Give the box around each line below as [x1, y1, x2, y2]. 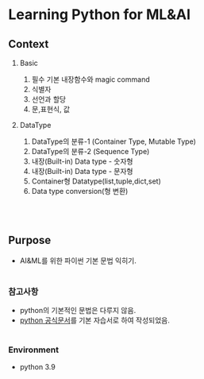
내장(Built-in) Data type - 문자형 [31, 167, 133, 176]
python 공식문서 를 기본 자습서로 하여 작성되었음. [19, 315, 171, 325]
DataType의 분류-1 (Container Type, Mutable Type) [31, 137, 197, 146]
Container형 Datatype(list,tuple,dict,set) [31, 176, 161, 186]
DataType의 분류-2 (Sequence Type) [31, 147, 150, 156]
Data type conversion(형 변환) [31, 187, 129, 195]
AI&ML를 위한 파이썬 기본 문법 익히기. [19, 256, 137, 265]
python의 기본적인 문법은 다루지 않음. [19, 306, 137, 315]
